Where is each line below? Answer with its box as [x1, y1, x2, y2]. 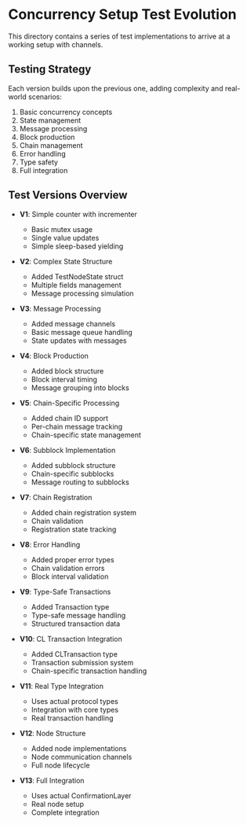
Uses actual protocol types [31, 696, 119, 705]
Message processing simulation [31, 289, 135, 298]
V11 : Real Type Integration [19, 681, 104, 691]
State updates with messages [31, 336, 127, 345]
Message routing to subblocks [31, 477, 129, 487]
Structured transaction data [31, 619, 121, 628]
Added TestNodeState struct [31, 271, 124, 281]
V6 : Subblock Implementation [19, 445, 116, 455]
